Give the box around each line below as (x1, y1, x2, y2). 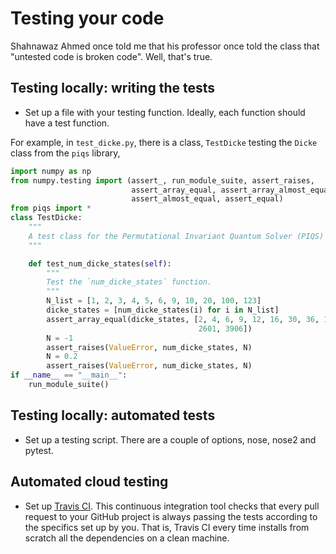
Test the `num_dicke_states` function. (46, 277, 213, 287)
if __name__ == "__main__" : (10, 370, 128, 381)
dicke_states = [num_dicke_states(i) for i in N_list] (46, 305, 280, 315)
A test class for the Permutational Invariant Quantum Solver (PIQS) (28, 231, 325, 241)
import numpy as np (10, 166, 92, 176)
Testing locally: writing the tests (10, 80, 216, 97)
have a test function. (24, 117, 110, 129)
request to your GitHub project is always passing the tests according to (24, 510, 318, 522)
